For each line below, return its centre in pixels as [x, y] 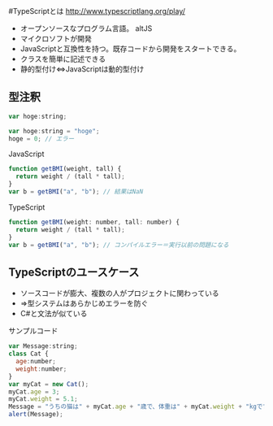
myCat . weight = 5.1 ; [43, 399]
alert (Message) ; [36, 415]
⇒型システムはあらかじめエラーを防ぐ [84, 303]
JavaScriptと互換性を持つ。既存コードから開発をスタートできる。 [130, 49]
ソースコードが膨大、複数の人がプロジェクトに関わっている [119, 293]
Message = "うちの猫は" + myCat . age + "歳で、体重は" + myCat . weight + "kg [133, 407]
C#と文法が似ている [54, 314]
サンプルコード [33, 331]
